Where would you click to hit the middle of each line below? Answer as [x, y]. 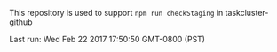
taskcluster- [247, 13]
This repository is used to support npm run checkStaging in [116, 13]
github [21, 22]
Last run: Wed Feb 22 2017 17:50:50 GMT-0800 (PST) [107, 39]
